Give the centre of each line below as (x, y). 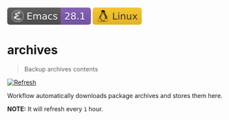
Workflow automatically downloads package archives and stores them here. (115, 95)
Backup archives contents (61, 69)
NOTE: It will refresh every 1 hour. (55, 109)
